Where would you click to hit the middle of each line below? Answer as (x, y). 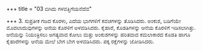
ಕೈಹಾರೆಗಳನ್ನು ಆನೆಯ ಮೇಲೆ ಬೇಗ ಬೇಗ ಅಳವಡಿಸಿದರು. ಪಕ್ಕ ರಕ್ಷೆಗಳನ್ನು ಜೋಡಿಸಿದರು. (80, 41)
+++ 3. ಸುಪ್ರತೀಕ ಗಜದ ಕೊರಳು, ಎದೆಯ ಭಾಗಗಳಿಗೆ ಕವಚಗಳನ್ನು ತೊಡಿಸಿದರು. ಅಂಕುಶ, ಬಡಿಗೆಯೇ (94, 21)
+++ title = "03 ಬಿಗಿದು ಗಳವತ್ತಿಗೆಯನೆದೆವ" (49, 9)
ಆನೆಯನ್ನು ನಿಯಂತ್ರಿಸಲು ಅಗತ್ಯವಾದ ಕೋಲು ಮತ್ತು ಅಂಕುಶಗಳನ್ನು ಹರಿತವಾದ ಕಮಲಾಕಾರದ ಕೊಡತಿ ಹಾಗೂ (98, 35)
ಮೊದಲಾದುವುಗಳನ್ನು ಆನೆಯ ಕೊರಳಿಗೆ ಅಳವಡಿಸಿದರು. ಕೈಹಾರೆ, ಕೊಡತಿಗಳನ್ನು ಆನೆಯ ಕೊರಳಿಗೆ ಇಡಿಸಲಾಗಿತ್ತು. (101, 28)
